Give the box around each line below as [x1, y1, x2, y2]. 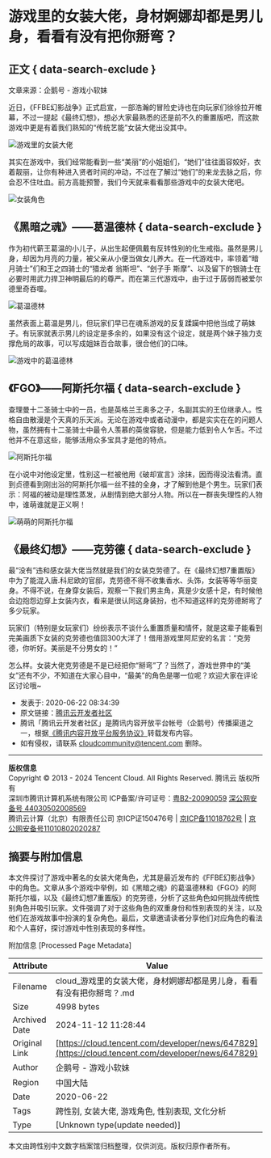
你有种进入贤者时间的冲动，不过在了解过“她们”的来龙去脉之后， [43, 167, 256, 176]
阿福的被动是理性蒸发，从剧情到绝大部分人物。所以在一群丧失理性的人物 [22, 489, 263, 499]
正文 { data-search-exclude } [8, 62, 156, 76]
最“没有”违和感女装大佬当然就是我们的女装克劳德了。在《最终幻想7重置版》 [8, 565, 260, 575]
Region [12, 1077, 40, 1088]
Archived [12, 1014, 47, 1025]
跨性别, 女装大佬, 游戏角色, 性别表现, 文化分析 [55, 1105, 227, 1117]
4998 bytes [55, 1001, 100, 1012]
